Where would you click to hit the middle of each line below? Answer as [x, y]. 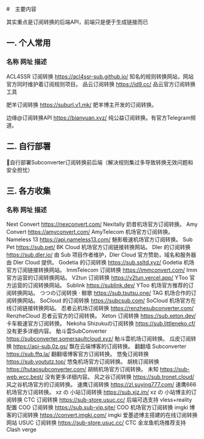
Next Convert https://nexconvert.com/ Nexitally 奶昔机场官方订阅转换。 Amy [102, 224]
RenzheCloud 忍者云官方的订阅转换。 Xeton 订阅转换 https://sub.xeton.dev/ [101, 316]
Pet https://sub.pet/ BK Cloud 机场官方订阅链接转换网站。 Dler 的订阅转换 [98, 247]
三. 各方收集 [29, 191]
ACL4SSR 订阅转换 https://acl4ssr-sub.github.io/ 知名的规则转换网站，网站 [100, 76]
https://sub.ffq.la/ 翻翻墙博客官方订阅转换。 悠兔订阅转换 [78, 354]
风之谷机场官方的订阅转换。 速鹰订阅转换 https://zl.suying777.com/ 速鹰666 [101, 385]
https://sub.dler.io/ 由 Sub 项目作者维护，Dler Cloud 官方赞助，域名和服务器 [101, 255]
